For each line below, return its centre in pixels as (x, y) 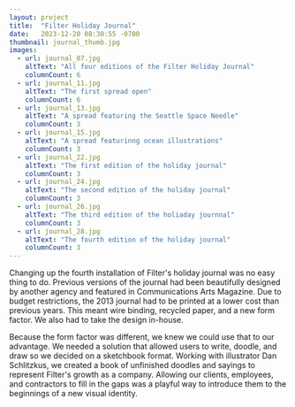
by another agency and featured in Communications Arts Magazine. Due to (145, 292)
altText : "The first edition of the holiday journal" (126, 165)
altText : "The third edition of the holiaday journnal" (130, 215)
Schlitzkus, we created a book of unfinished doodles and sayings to (132, 365)
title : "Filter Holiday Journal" (73, 26)
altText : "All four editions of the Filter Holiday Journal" (140, 67)
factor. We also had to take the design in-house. (96, 320)
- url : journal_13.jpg (59, 108)
